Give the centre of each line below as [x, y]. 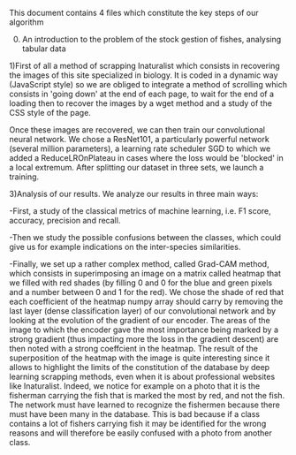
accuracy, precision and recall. [65, 220]
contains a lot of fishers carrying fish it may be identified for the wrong [138, 424]
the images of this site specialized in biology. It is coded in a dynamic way [144, 75]
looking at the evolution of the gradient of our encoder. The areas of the [140, 320]
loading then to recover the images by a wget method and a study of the [140, 103]
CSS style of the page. [50, 113]
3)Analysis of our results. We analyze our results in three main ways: [134, 194]
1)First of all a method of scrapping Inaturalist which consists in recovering [144, 66]
